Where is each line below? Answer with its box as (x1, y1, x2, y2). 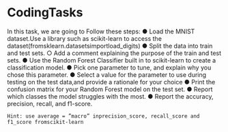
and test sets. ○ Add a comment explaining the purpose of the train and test (7, 49, 222, 57)
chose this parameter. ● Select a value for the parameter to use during (7, 70, 207, 79)
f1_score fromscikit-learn (7, 118, 84, 125)
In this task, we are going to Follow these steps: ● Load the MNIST (7, 27, 195, 35)
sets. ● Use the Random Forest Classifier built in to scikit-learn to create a (7, 56, 216, 64)
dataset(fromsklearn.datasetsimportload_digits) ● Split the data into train (7, 42, 213, 50)
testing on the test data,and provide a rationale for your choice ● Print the (7, 78, 216, 86)
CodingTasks (7, 5, 83, 20)
